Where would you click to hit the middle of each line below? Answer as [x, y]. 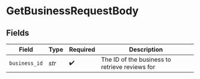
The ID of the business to [136, 59]
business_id [26, 63]
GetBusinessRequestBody [72, 11]
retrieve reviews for [128, 67]
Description [146, 50]
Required [82, 50]
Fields [18, 33]
